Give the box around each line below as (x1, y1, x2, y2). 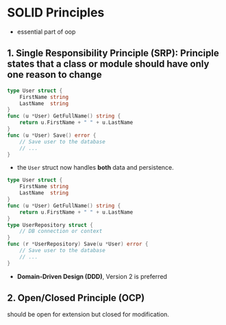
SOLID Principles (7, 5, 105, 21)
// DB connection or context (19, 228, 103, 235)
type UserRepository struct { (7, 221, 94, 228)
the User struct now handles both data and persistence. (16, 164, 175, 172)
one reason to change (7, 69, 102, 80)
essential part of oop (16, 27, 76, 36)
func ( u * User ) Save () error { (7, 132, 97, 139)
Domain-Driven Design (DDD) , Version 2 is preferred (16, 272, 168, 280)
